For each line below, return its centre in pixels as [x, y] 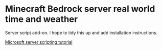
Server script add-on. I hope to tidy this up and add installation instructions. [81, 33]
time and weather [42, 19]
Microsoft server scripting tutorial [39, 42]
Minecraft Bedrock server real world [80, 9]
